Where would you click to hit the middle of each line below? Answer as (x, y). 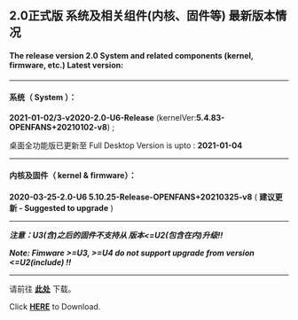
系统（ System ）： (43, 98)
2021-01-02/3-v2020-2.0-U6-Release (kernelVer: (103, 117)
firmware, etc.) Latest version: (67, 65)
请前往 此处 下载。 (43, 289)
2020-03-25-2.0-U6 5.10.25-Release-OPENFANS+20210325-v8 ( (133, 197)
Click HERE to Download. (55, 307)
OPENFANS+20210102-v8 (59, 127)
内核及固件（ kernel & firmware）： (73, 176)
